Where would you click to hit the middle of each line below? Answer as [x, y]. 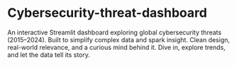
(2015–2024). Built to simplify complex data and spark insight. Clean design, [119, 39]
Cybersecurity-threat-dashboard [107, 13]
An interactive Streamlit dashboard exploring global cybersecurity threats [115, 32]
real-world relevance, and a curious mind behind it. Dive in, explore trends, [116, 47]
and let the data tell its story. [49, 55]
